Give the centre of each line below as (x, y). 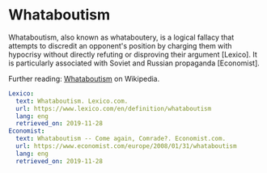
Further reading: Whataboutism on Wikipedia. (84, 78)
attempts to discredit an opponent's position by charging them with (120, 45)
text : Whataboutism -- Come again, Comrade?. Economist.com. (121, 139)
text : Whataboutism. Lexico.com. (72, 101)
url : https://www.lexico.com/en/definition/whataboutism (114, 108)
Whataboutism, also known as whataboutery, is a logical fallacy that (121, 37)
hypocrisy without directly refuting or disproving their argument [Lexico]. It (133, 54)
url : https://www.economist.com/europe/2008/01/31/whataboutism (126, 146)
